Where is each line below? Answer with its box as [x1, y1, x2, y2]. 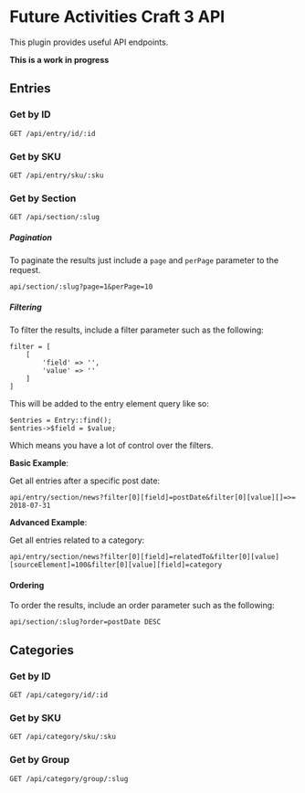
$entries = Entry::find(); [9, 416, 112, 426]
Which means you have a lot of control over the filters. [9, 440, 214, 451]
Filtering [9, 301, 43, 312]
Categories [9, 642, 75, 658]
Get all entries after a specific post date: [9, 475, 161, 486]
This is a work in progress [9, 54, 110, 65]
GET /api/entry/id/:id [9, 129, 96, 138]
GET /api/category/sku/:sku [9, 733, 117, 742]
